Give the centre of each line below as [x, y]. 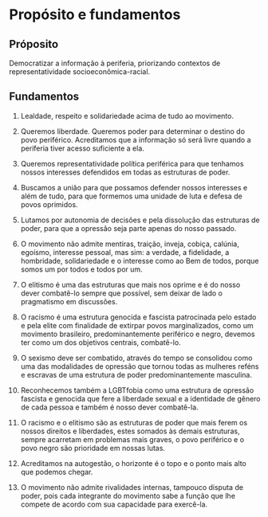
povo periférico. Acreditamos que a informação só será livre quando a [136, 139]
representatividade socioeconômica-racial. [80, 72]
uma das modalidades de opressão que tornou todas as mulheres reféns [140, 366]
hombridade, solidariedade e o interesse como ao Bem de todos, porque [140, 260]
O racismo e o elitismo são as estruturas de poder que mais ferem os [134, 422]
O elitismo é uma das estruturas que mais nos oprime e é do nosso [130, 284]
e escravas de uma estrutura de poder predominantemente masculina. [136, 374]
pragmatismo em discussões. [69, 301]
